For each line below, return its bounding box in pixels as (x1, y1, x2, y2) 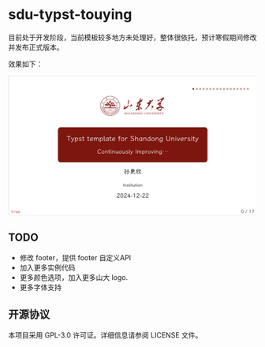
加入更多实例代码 (19, 263, 76, 272)
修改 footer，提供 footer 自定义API (19, 252, 132, 262)
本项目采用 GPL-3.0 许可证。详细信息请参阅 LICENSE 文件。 (8, 330, 203, 340)
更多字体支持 (19, 282, 62, 292)
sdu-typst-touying (8, 6, 132, 24)
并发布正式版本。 (8, 42, 64, 52)
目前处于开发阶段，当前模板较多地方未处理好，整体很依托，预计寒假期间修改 (8, 32, 257, 42)
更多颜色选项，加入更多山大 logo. (19, 272, 129, 282)
